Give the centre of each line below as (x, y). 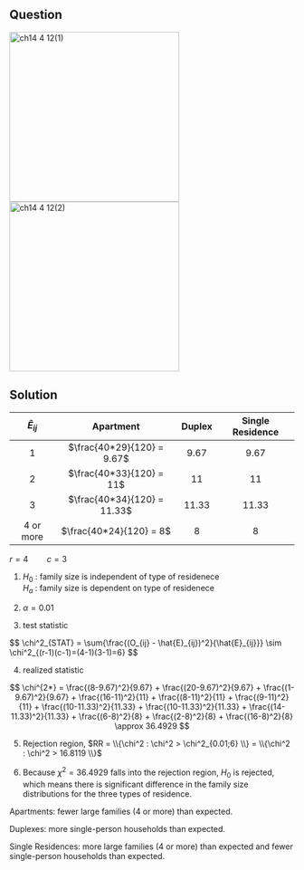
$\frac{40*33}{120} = (116, 473)
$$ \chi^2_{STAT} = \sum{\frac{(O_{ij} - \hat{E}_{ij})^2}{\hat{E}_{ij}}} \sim (146, 643)
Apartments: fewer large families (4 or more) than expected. (121, 811)
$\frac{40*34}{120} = (116, 499)
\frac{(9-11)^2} (262, 697)
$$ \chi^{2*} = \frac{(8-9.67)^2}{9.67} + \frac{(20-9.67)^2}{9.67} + (136, 688)
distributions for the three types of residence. (107, 794)
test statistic (45, 626)
